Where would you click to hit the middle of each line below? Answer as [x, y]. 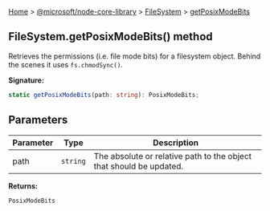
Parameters [38, 120]
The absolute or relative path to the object [172, 156]
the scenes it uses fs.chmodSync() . [65, 64]
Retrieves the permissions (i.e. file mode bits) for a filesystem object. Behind [135, 56]
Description [176, 142]
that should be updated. [139, 166]
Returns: [23, 186]
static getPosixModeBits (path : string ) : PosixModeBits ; [104, 95]
